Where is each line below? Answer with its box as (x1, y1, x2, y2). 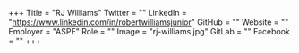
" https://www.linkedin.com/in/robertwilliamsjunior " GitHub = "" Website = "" (8, 17, 289, 27)
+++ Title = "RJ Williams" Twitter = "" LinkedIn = (8, 8, 187, 18)
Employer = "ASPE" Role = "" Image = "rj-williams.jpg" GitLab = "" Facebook (8, 26, 290, 36)
